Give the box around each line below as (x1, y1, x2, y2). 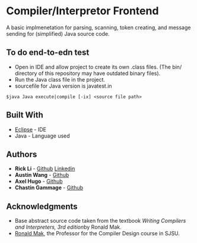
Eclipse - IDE (14, 126, 46, 133)
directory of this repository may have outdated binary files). (14, 70, 161, 77)
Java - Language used (14, 132, 70, 139)
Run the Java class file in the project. (14, 76, 106, 83)
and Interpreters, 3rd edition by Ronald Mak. (14, 223, 122, 230)
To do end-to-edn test (6, 48, 90, 58)
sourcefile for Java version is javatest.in (14, 82, 112, 89)
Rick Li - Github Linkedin (14, 165, 75, 172)
